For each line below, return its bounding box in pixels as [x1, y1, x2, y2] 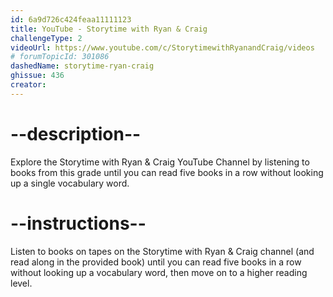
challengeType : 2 [10, 33, 83, 43]
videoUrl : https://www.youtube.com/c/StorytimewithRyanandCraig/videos [10, 42, 315, 53]
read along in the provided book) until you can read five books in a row [10, 256, 302, 268]
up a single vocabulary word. [10, 177, 130, 189]
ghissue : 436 [10, 71, 65, 81]
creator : [10, 80, 47, 90]
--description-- [10, 122, 142, 145]
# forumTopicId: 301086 [10, 52, 110, 62]
